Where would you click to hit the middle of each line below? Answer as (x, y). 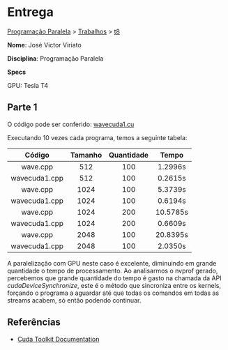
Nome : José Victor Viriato (44, 45)
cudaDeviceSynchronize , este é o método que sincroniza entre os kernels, (114, 285)
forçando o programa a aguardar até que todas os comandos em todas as (113, 293)
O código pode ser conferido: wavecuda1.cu (71, 124)
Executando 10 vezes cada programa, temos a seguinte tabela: (97, 137)
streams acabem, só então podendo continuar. (74, 300)
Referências (34, 322)
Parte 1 (22, 108)
